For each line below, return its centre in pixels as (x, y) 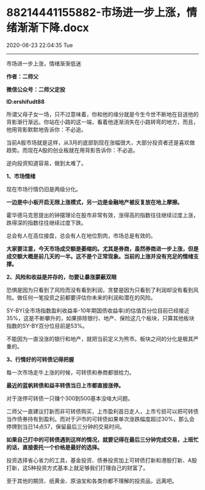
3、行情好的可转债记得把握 (40, 359)
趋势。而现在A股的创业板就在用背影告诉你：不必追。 (72, 150)
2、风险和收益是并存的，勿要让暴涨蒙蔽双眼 (62, 277)
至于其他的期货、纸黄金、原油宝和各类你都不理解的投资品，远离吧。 (92, 481)
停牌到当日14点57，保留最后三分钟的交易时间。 (66, 426)
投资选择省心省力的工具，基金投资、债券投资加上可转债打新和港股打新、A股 (102, 460)
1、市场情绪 (21, 176)
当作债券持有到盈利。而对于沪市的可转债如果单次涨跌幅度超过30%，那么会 (101, 419)
